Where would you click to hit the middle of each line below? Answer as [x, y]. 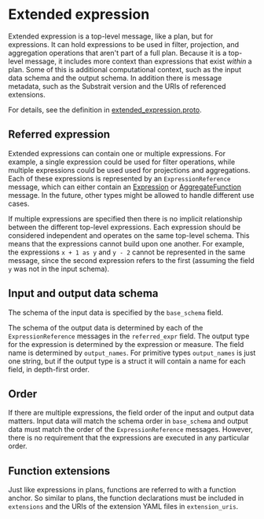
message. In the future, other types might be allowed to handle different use [131, 195]
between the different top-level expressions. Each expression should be [125, 227]
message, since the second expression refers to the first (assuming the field [131, 260]
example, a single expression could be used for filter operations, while [122, 162]
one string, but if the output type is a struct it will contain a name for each [127, 361]
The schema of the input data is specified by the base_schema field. [116, 312]
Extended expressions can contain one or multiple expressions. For [117, 153]
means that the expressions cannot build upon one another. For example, [126, 243]
